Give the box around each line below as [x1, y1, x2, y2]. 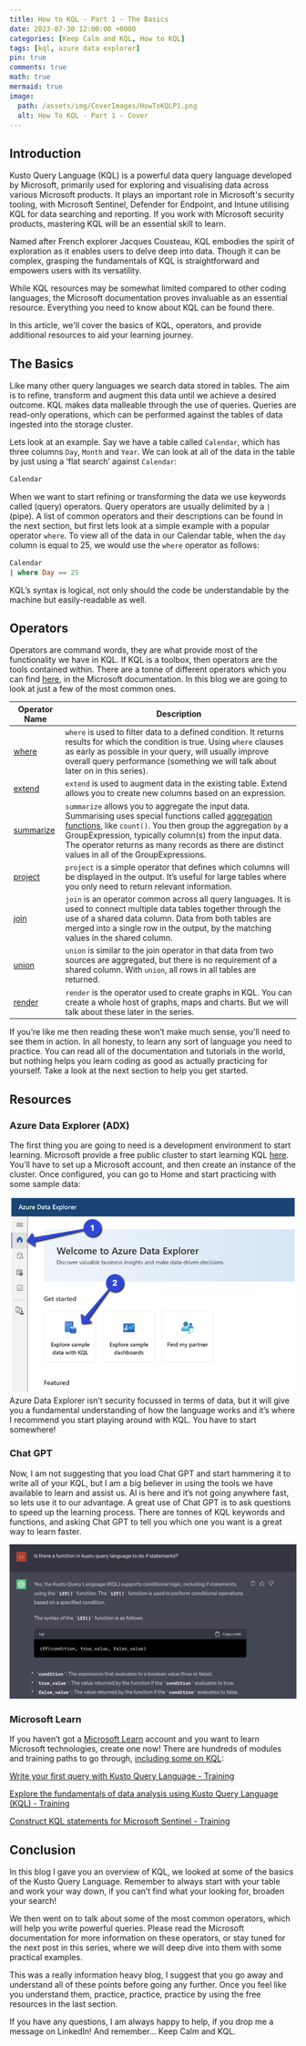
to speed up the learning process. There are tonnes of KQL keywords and [9, 1506, 285, 1517]
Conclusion [9, 1842, 76, 1857]
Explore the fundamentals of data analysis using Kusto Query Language [9, 1788, 279, 1800]
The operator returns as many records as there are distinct [65, 839, 284, 850]
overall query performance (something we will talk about [65, 756, 277, 767]
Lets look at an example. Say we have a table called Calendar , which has [9, 437, 280, 447]
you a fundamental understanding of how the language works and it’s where [9, 1405, 296, 1416]
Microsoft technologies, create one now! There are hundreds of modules [9, 1743, 282, 1754]
